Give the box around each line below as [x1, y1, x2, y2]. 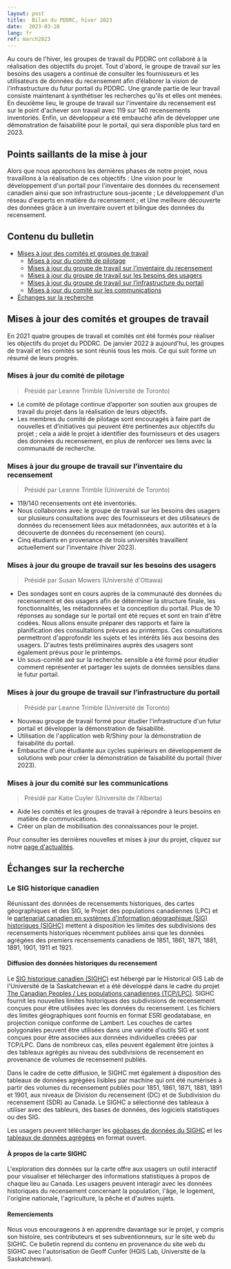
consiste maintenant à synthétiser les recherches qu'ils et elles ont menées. [7, 91, 223, 100]
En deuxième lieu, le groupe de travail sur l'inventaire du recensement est [7, 99, 216, 107]
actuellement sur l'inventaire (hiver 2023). [17, 544, 137, 552]
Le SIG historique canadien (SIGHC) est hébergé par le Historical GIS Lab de [7, 974, 224, 983]
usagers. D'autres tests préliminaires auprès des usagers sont [17, 641, 194, 649]
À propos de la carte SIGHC [7, 1149, 88, 1158]
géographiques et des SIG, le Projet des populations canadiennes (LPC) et [7, 907, 219, 915]
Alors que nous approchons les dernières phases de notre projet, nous [7, 167, 208, 175]
